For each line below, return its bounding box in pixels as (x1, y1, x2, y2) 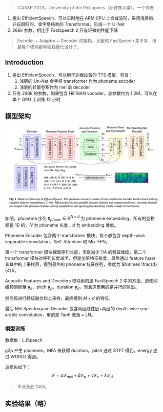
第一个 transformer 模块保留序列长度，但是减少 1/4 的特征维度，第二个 (5, 249, 147, 255)
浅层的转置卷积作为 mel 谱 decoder (19, 84, 90, 90)
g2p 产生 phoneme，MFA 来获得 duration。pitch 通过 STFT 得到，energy (5, 347, 152, 354)
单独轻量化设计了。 (42, 44, 81, 49)
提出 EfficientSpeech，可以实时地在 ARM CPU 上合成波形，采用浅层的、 (12, 15, 158, 21)
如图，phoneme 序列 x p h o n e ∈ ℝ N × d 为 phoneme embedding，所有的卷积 (5, 214, 155, 222)
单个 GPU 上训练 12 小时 (12, 96, 61, 102)
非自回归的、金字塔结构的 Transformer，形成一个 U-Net (12, 22, 125, 27)
